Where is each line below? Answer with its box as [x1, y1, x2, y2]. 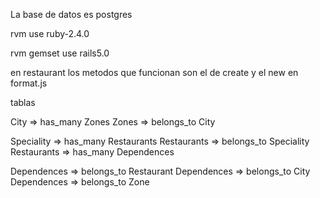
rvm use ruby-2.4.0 [10, 28, 90, 39]
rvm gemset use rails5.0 [10, 47, 110, 59]
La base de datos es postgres [10, 9, 133, 20]
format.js [10, 77, 48, 89]
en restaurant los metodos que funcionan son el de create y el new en [10, 67, 299, 78]
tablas [10, 97, 36, 108]
